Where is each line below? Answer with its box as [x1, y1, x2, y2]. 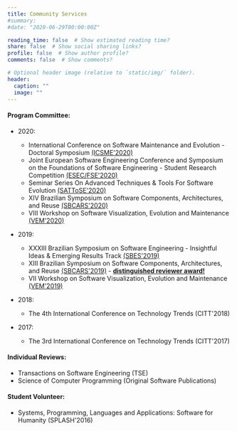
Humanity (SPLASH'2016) [17, 415, 93, 424]
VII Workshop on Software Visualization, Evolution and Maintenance [28, 274, 228, 282]
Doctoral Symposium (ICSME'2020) [28, 148, 133, 156]
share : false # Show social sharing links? [7, 43, 142, 50]
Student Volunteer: [7, 393, 65, 401]
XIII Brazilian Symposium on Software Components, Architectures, [28, 259, 223, 267]
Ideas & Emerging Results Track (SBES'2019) [28, 251, 160, 260]
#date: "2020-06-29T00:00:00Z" [7, 23, 100, 31]
